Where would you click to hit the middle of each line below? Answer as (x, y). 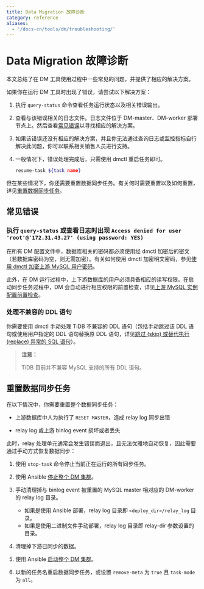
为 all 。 (26, 579)
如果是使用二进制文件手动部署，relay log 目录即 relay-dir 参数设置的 (109, 526)
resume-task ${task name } (48, 171)
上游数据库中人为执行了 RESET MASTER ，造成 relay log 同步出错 (93, 417)
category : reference (33, 18)
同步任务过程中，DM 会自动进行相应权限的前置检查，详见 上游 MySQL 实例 (104, 287)
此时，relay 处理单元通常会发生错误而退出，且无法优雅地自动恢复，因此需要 (101, 443)
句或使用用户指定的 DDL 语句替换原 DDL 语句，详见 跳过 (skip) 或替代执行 (98, 334)
